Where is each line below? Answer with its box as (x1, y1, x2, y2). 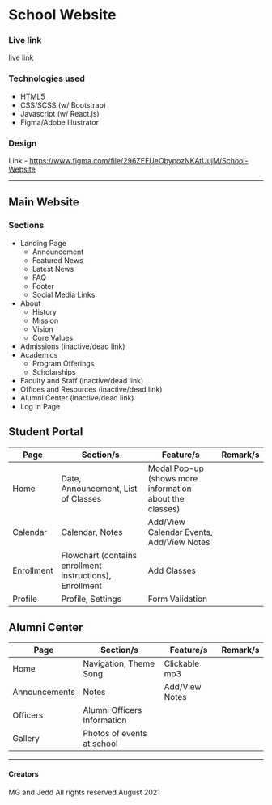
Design (8, 138, 37, 149)
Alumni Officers (83, 705, 142, 716)
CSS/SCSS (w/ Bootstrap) (19, 100, 107, 110)
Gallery (12, 733, 40, 744)
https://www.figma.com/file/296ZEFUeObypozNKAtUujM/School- (29, 156, 249, 166)
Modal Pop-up (147, 463, 205, 474)
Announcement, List (61, 483, 138, 494)
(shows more (147, 472, 198, 484)
